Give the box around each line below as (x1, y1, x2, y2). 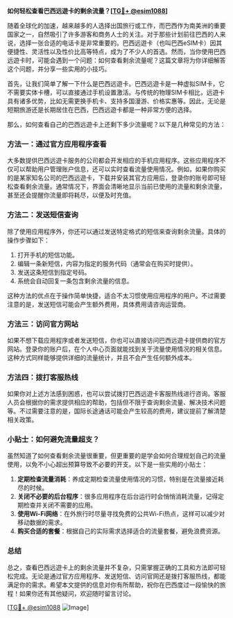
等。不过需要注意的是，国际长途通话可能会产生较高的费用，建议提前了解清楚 (7, 407, 226, 415)
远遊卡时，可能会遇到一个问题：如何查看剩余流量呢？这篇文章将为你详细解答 (7, 56, 226, 65)
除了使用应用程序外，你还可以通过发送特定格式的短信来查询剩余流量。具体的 (7, 227, 226, 235)
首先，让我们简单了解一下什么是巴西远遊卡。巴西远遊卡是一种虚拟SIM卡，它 (7, 80, 225, 87)
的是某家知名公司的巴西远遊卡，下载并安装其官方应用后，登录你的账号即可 (7, 173, 220, 182)
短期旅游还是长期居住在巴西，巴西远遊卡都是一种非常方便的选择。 (7, 105, 196, 114)
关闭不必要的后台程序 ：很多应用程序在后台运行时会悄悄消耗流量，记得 (17, 492, 218, 501)
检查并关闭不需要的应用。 (23, 501, 97, 509)
